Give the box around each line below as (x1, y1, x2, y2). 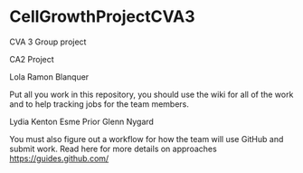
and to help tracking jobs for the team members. (9, 98, 190, 110)
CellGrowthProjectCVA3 (9, 6, 196, 27)
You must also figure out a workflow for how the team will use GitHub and (9, 133, 284, 144)
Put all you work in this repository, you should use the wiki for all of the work (9, 89, 294, 100)
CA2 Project (9, 53, 54, 64)
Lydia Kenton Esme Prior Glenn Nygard (9, 116, 154, 127)
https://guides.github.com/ (9, 152, 109, 164)
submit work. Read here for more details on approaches (9, 143, 217, 154)
